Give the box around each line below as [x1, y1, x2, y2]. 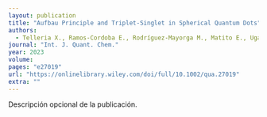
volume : [8, 56, 34, 64]
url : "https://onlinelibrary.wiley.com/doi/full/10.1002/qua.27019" [8, 70, 240, 78]
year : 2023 [8, 48, 44, 56]
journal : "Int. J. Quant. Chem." [8, 41, 119, 49]
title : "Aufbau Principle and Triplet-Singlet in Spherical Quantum [8, 19, 240, 27]
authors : [8, 26, 37, 34]
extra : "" [8, 77, 41, 85]
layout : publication [8, 11, 77, 20]
